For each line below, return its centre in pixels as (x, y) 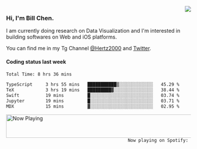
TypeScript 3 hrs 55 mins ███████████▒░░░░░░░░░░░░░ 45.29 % (93, 85)
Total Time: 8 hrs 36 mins (39, 74)
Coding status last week (36, 61)
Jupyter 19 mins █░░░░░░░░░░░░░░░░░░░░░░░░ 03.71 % (93, 101)
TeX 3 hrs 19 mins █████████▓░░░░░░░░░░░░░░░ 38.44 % (93, 90)
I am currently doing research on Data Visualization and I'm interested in (93, 31)
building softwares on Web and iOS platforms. (62, 37)
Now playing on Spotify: (158, 140)
